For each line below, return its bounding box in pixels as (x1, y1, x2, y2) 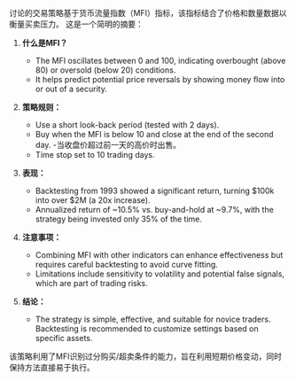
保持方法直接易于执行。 (9, 362, 95, 372)
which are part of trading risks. (35, 278, 148, 288)
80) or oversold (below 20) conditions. (35, 65, 176, 75)
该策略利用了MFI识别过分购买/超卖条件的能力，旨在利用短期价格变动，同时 (9, 351, 282, 362)
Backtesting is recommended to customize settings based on (35, 323, 259, 334)
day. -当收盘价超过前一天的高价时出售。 (35, 140, 182, 150)
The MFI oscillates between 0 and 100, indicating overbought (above (35, 56, 286, 66)
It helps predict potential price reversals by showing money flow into (35, 74, 285, 84)
